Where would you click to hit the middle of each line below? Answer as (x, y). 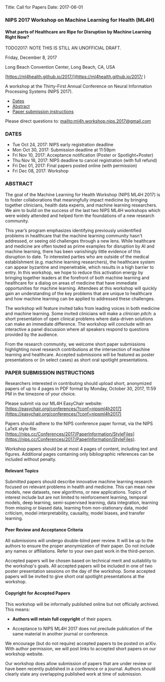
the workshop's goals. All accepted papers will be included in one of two (79, 566)
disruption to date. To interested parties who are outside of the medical (77, 256)
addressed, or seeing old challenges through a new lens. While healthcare (80, 241)
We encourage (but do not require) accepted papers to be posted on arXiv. (81, 643)
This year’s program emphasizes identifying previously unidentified (73, 230)
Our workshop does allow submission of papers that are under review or (79, 663)
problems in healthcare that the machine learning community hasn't (74, 235)
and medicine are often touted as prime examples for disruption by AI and (80, 246)
